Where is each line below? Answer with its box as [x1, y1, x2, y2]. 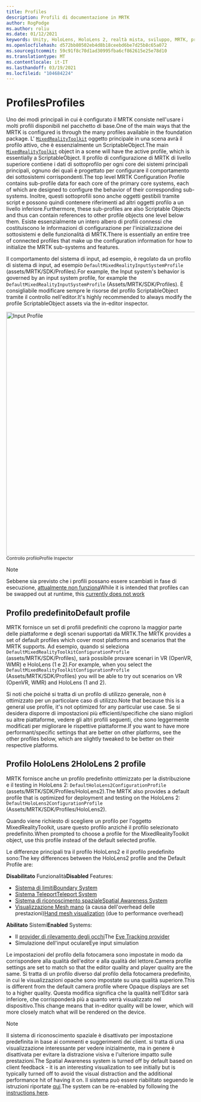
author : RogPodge [6, 20, 50, 26]
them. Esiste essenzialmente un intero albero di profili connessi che [6, 218, 172, 225]
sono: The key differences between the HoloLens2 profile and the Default [6, 854, 186, 862]
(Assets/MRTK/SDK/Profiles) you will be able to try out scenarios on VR [6, 673, 182, 679]
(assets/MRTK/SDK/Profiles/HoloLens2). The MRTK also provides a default [6, 787, 190, 795]
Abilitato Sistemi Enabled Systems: [6, 921, 93, 928]
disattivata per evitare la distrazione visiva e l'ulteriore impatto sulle [6, 1050, 172, 1058]
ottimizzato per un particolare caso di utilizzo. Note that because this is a [6, 697, 184, 704]
